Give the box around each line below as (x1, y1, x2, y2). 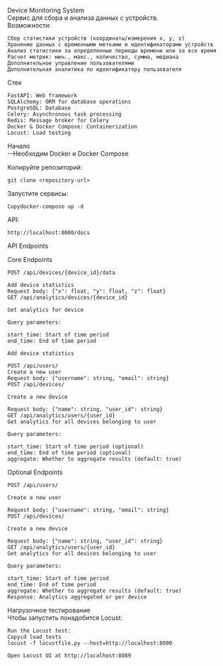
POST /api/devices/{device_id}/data (7, 269, 115, 276)
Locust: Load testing (7, 129, 72, 136)
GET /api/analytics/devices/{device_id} (7, 294, 129, 301)
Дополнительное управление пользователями (7, 60, 135, 67)
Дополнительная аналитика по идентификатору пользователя (7, 66, 182, 73)
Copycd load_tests (7, 633, 62, 640)
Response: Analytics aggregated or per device (7, 594, 147, 601)
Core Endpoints (7, 256, 53, 263)
